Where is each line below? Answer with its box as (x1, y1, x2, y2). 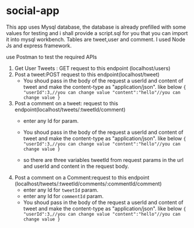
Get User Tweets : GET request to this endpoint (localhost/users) (14, 64, 171, 71)
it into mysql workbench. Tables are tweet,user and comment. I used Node (6, 36, 186, 43)
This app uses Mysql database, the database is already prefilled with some (6, 23, 186, 30)
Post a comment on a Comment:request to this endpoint (14, 174, 150, 181)
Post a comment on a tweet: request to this (14, 99, 119, 106)
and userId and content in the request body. (23, 163, 130, 170)
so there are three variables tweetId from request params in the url (23, 156, 184, 163)
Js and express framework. (6, 42, 72, 49)
